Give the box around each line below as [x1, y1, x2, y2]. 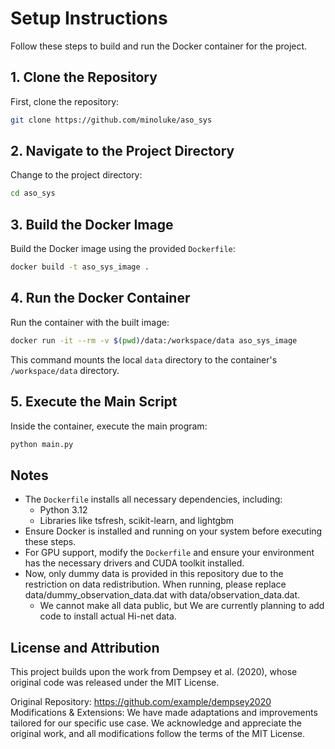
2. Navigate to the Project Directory [10, 143, 235, 160]
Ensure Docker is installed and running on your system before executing [24, 525, 323, 537]
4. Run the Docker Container [10, 290, 191, 307]
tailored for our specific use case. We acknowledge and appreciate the [10, 717, 303, 729]
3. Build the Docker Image [10, 216, 174, 233]
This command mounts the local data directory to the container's [10, 353, 278, 366]
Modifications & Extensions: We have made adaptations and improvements [10, 707, 318, 718]
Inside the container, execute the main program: [10, 420, 208, 432]
